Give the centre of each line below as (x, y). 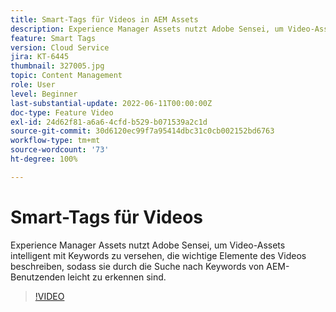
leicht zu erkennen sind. (117, 277)
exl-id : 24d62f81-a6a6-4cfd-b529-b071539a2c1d (109, 122)
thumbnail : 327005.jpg (57, 66)
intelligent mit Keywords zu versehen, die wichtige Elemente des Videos (158, 255)
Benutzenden (38, 277)
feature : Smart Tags (53, 38)
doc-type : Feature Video (62, 112)
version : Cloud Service (60, 47)
